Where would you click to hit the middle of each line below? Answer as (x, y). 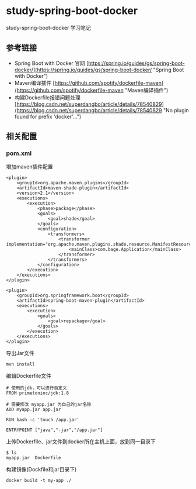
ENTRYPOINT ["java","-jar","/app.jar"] (55, 430)
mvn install (20, 364)
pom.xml (19, 153)
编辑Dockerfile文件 (29, 376)
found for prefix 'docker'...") (48, 116)
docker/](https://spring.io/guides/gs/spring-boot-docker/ (83, 70)
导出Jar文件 (20, 353)
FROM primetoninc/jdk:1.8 (37, 393)
